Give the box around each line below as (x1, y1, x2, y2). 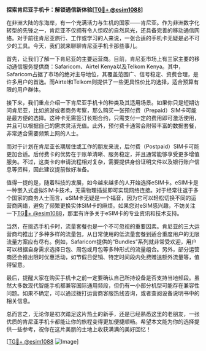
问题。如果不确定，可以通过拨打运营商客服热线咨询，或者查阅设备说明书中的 (6, 290, 200, 297)
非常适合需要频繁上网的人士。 (6, 130, 82, 137)
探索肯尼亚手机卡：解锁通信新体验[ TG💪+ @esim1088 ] (6, 6, 143, 13)
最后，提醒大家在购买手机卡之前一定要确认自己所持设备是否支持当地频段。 (6, 274, 194, 282)
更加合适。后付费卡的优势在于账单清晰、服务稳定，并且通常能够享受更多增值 (6, 151, 200, 157)
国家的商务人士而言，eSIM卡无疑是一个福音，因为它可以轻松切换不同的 (11, 194, 191, 202)
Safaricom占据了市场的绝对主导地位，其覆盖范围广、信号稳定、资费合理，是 (6, 71, 199, 77)
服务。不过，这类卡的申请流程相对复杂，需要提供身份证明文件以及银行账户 (6, 158, 194, 165)
